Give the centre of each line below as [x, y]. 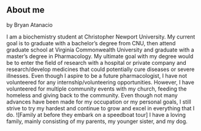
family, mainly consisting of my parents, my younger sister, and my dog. [97, 121]
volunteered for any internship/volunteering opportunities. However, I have [100, 82]
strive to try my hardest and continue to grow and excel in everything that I [100, 108]
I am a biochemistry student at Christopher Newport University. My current [101, 37]
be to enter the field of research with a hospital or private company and [97, 62]
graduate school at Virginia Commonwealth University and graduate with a [100, 50]
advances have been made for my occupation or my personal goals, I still [99, 102]
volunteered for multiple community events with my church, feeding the [97, 89]
